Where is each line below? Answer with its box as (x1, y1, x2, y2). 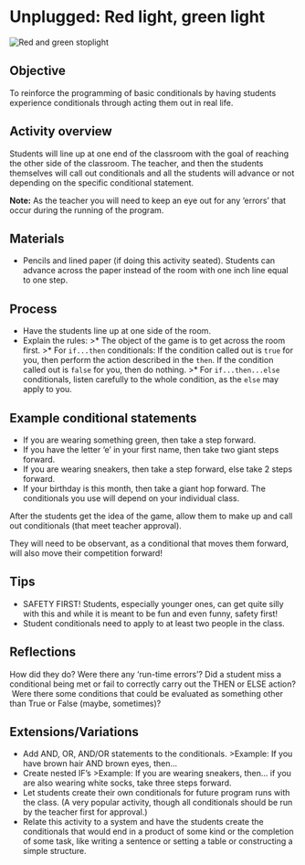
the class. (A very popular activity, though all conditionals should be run (22, 797, 293, 808)
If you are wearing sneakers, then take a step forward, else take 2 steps (22, 464, 293, 475)
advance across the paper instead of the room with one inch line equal (22, 265, 289, 276)
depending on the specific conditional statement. (9, 176, 195, 188)
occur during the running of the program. (9, 204, 164, 216)
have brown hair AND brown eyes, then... (22, 758, 178, 769)
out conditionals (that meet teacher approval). (9, 520, 183, 531)
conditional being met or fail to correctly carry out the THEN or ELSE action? (9, 678, 297, 689)
